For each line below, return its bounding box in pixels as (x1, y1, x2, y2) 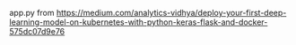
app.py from (9, 8, 56, 18)
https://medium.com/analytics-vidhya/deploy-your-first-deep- (56, 8, 287, 18)
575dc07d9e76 (9, 26, 65, 36)
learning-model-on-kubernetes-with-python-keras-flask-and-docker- (9, 17, 268, 27)
